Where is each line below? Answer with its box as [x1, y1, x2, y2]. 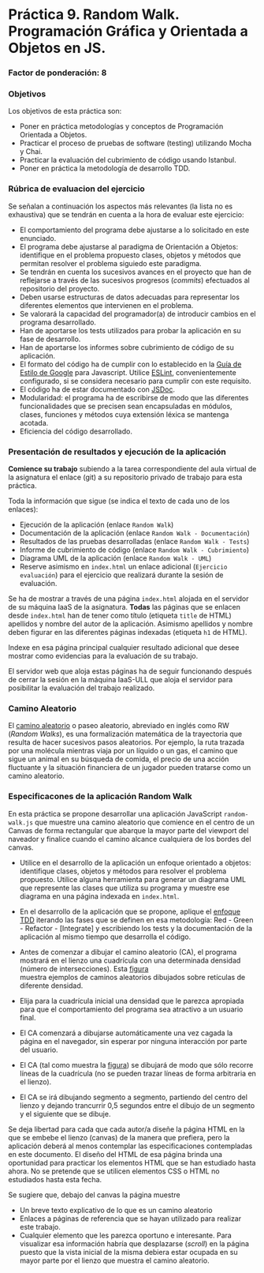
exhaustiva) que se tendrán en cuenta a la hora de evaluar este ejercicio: [8, 209, 244, 219]
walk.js [8, 819, 34, 827]
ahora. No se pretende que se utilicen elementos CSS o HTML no [8, 1166, 220, 1176]
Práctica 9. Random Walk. [8, 6, 180, 24]
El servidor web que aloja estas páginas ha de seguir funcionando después [8, 667, 252, 676]
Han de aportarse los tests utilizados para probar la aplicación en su [19, 325, 242, 335]
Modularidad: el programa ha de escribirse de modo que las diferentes [19, 392, 249, 402]
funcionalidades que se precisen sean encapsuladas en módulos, [19, 401, 232, 411]
